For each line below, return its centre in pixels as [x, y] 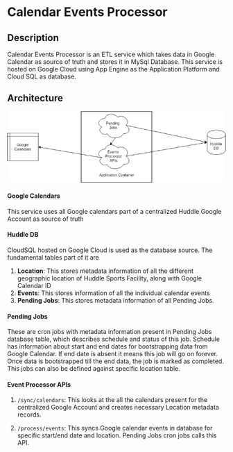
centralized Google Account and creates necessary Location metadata [118, 408]
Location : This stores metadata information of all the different [105, 271]
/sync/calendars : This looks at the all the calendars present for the [112, 400]
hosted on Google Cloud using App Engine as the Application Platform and [113, 69]
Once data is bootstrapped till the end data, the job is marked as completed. [115, 361]
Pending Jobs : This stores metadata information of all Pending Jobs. [115, 300]
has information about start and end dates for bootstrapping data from [107, 346]
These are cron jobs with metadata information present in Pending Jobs [110, 332]
